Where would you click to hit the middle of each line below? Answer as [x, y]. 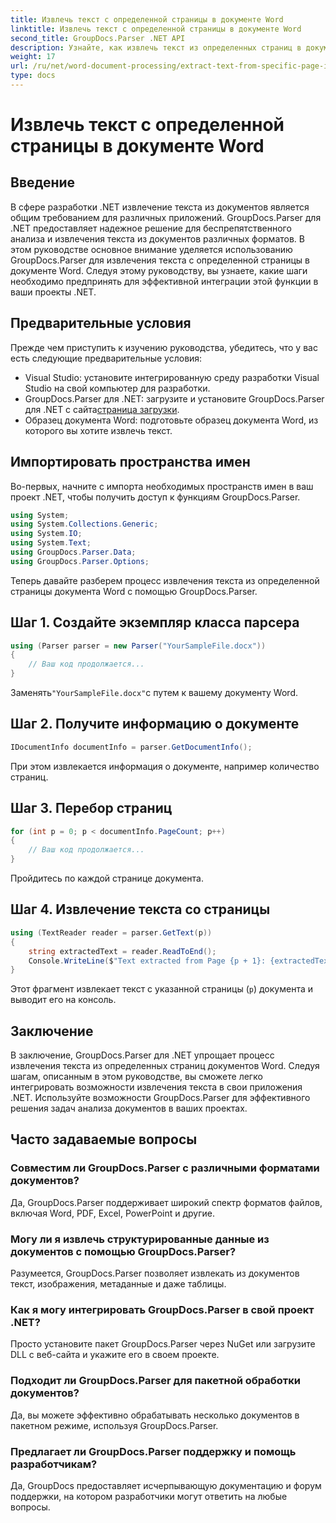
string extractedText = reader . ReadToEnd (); [122, 951]
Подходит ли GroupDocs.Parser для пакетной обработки [155, 1381]
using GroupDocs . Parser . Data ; [73, 552]
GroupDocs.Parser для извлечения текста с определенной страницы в [160, 260]
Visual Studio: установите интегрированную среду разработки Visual [172, 377]
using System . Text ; [51, 543]
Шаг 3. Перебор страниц [91, 808]
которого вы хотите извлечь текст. [98, 430]
